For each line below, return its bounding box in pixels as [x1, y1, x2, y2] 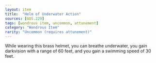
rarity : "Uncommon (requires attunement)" [5, 30, 92, 34]
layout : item [5, 7, 31, 12]
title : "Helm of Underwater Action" [5, 12, 81, 16]
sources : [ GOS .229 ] [5, 16, 45, 21]
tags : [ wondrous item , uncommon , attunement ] [5, 20, 98, 26]
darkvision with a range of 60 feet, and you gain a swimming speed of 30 [5, 48, 151, 54]
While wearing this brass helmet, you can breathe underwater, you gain [5, 43, 148, 48]
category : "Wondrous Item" [5, 25, 60, 30]
